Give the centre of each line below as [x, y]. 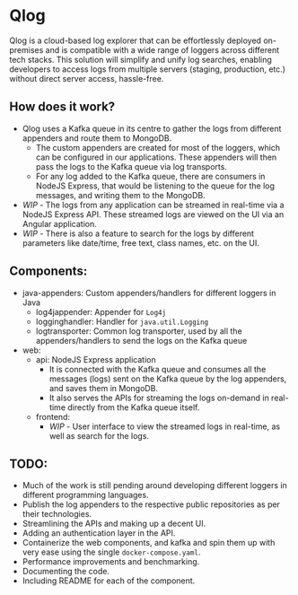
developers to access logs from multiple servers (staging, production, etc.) [147, 69]
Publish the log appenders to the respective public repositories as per [151, 504]
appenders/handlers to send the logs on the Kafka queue [141, 340]
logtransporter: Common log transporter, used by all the [139, 331]
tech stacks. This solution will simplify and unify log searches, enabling [140, 59]
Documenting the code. [66, 572]
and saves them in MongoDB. [104, 388]
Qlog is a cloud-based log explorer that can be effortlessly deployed [136, 40]
